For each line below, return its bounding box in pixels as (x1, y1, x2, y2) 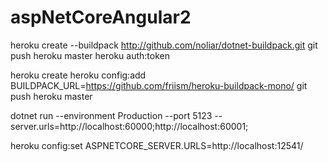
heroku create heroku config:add (10, 69, 147, 81)
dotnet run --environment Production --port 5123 (10, 109, 213, 121)
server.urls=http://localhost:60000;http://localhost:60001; (10, 120, 249, 132)
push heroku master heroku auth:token (10, 49, 171, 61)
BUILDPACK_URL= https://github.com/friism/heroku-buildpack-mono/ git (10, 79, 308, 91)
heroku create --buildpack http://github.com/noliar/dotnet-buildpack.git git (10, 39, 318, 51)
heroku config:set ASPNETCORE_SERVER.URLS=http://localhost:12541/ (10, 139, 304, 151)
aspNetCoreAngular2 (10, 6, 192, 29)
